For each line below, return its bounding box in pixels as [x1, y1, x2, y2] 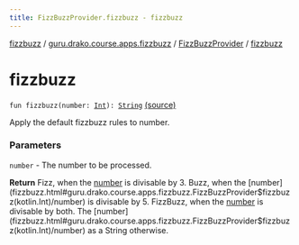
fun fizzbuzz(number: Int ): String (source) [9, 99, 177, 110]
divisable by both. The [9, 205, 92, 216]
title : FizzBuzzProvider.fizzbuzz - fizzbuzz [9, 13, 183, 23]
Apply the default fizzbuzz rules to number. [9, 116, 170, 127]
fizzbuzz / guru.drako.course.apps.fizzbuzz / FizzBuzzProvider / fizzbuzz [9, 38, 284, 49]
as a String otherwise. [86, 224, 169, 235]
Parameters [9, 139, 61, 151]
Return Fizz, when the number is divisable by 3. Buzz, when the [9, 177, 247, 187]
